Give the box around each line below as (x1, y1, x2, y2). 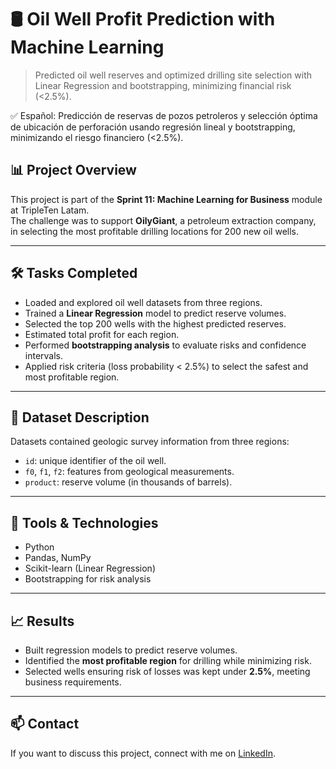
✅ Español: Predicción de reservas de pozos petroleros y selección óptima (10, 109, 318, 121)
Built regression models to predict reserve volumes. (24, 644, 238, 656)
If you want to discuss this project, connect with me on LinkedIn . (10, 747, 276, 759)
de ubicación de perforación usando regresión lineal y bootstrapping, (10, 121, 296, 133)
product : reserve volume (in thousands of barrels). (24, 476, 233, 488)
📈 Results (10, 612, 75, 630)
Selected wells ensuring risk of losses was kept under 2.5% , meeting (24, 666, 311, 677)
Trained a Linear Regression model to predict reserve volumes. (24, 307, 287, 319)
